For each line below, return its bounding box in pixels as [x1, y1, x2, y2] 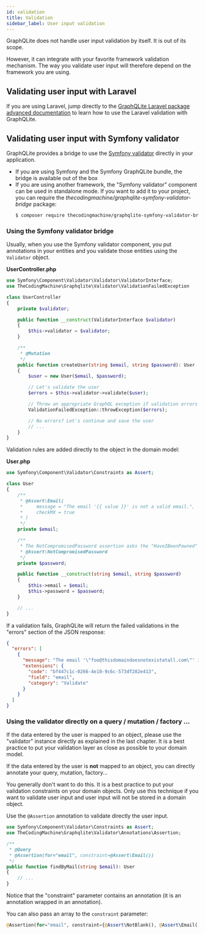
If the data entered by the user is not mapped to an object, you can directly [6, 763, 195, 770]
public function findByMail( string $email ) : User [6, 864, 135, 870]
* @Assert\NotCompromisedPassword [20, 549, 108, 555]
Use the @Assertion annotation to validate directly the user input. [6, 812, 169, 819]
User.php [6, 458, 31, 465]
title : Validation [6, 15, 53, 21]
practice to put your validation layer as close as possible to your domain [6, 744, 187, 751]
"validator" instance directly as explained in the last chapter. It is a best [6, 737, 185, 745]
